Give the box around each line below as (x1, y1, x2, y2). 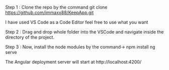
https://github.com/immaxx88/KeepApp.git (5, 9, 94, 15)
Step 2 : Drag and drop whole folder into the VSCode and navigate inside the (5, 29, 164, 34)
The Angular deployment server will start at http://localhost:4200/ (5, 59, 142, 64)
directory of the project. (5, 34, 54, 40)
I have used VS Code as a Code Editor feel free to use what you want (5, 19, 148, 25)
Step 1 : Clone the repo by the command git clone (5, 4, 108, 10)
